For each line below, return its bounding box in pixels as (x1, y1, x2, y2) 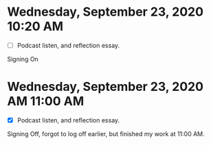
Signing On (7, 55, 39, 63)
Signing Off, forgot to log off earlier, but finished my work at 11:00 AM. (7, 130, 205, 137)
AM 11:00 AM (7, 94, 85, 109)
